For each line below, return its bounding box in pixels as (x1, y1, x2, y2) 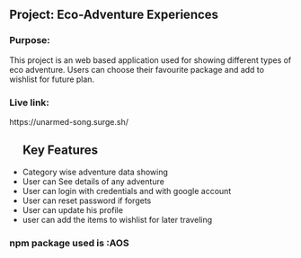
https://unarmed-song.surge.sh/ (9, 116, 128, 127)
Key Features (22, 143, 99, 158)
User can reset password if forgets (22, 195, 152, 206)
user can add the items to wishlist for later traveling (22, 214, 213, 225)
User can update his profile (22, 204, 124, 215)
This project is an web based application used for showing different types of (9, 54, 292, 66)
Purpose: (9, 34, 51, 47)
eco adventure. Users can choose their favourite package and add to (9, 64, 265, 75)
